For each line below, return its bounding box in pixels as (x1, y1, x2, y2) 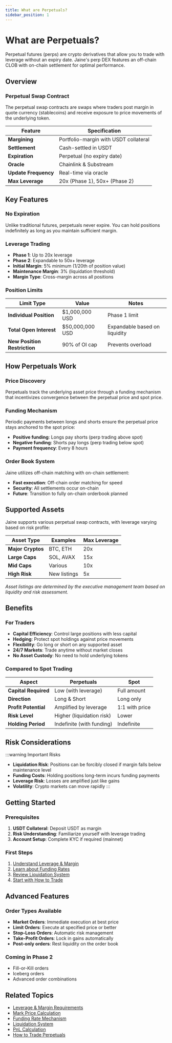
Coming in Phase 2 (5, 953, 53, 960)
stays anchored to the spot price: (5, 424, 75, 430)
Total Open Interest (8, 326, 56, 333)
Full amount (117, 687, 146, 694)
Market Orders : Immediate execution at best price (12, 919, 119, 925)
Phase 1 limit (107, 311, 139, 319)
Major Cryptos (8, 545, 44, 552)
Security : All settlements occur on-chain (12, 485, 99, 491)
